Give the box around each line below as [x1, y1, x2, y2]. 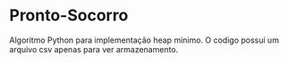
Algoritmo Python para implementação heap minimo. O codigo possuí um [9, 35, 280, 45]
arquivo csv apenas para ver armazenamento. [9, 43, 179, 54]
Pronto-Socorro [9, 5, 129, 26]
